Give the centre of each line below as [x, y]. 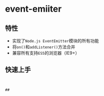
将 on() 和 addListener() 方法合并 [44, 47]
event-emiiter [33, 9]
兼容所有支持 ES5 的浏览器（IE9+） [46, 53]
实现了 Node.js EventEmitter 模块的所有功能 [55, 41]
